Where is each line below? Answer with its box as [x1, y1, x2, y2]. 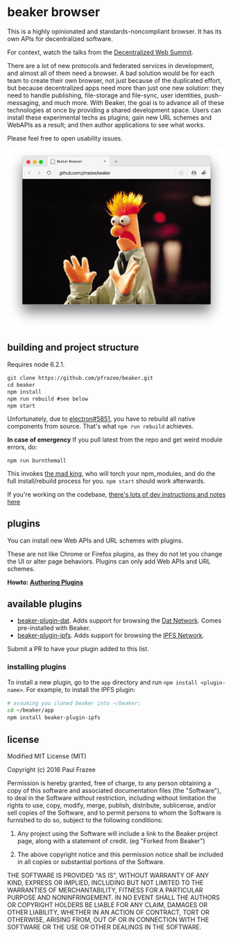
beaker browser [7, 4, 101, 20]
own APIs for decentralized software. [7, 34, 113, 42]
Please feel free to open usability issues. [7, 134, 123, 143]
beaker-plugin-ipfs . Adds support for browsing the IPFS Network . [17, 631, 205, 640]
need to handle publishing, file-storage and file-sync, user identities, [7, 91, 203, 99]
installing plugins [7, 662, 67, 672]
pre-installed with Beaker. [17, 624, 91, 632]
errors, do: [7, 442, 37, 451]
